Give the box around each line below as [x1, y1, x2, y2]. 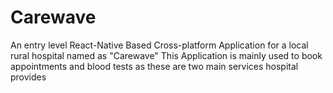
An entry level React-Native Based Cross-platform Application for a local [10, 39, 309, 51]
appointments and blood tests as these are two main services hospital [10, 60, 299, 72]
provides [10, 71, 47, 83]
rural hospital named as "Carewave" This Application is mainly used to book [10, 49, 323, 61]
